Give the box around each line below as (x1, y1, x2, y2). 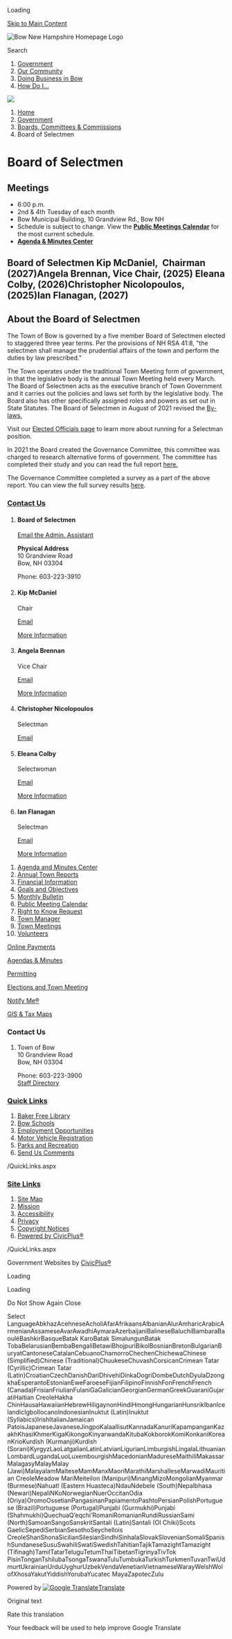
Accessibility (17, 1209, 54, 1218)
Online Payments (7, 943, 56, 952)
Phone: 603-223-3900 (17, 1071, 82, 1080)
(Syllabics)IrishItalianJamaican (7, 1415, 95, 1423)
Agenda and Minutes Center (17, 863, 98, 872)
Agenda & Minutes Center (17, 237, 93, 245)
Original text (7, 1597, 42, 1605)
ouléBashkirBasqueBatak (7, 1334, 79, 1343)
